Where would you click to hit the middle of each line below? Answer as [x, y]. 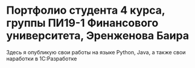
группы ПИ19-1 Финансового [82, 23]
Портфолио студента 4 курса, [86, 10]
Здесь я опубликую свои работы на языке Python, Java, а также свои [96, 52]
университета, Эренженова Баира [97, 36]
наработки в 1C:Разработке [42, 58]
